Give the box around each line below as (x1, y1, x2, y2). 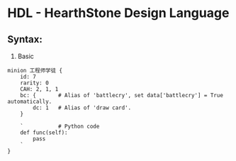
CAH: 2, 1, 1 (20, 86, 59, 93)
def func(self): (20, 129, 69, 136)
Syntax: (7, 33, 43, 45)
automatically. (7, 98, 52, 105)
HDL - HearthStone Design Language (7, 5, 230, 21)
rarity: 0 (20, 79, 50, 87)
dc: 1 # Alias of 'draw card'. (33, 104, 132, 111)
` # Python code (20, 123, 100, 130)
